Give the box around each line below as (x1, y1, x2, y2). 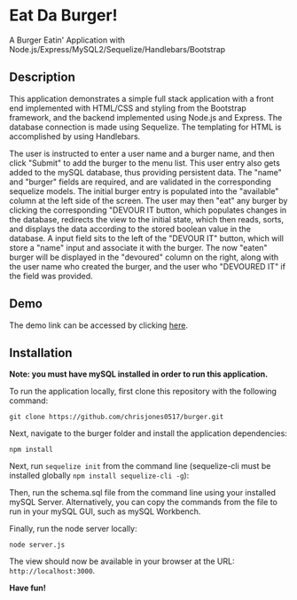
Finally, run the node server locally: (9, 524, 137, 534)
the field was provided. (9, 270, 93, 281)
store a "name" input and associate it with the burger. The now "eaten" (9, 242, 268, 253)
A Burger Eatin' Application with (9, 35, 126, 45)
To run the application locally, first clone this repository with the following (9, 386, 277, 397)
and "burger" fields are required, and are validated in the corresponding (9, 176, 272, 187)
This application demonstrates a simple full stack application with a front (9, 93, 274, 104)
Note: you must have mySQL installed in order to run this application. (9, 369, 269, 379)
